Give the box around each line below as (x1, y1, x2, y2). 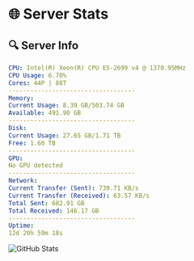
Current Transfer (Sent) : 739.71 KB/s (8, 184, 139, 192)
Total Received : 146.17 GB (8, 207, 99, 215)
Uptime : (8, 221, 35, 230)
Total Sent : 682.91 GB (8, 199, 85, 207)
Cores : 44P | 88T (8, 78, 67, 87)
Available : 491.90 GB (8, 109, 82, 117)
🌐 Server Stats (8, 5, 109, 23)
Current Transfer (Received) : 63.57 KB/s (8, 192, 150, 200)
